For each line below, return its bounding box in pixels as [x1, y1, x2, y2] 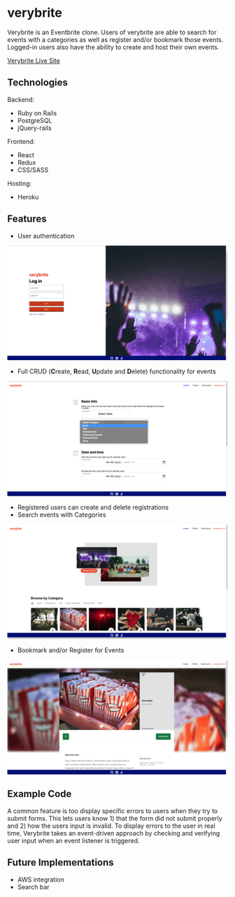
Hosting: [7, 179, 32, 187]
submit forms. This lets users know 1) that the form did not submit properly [7, 814, 222, 822]
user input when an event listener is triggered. [7, 836, 140, 845]
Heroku [17, 192, 39, 201]
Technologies [7, 77, 69, 89]
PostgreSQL [17, 116, 52, 124]
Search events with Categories [17, 510, 106, 519]
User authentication [17, 231, 75, 240]
